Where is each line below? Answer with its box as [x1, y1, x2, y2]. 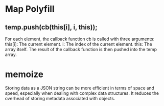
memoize [5, 69, 44, 80]
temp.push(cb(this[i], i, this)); [5, 23, 98, 31]
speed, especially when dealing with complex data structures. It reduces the [5, 90, 159, 96]
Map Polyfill [5, 3, 55, 15]
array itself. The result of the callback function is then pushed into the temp [5, 47, 157, 52]
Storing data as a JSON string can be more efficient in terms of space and [5, 85, 154, 91]
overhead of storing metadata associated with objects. [5, 95, 115, 101]
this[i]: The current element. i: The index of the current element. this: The [5, 41, 153, 47]
